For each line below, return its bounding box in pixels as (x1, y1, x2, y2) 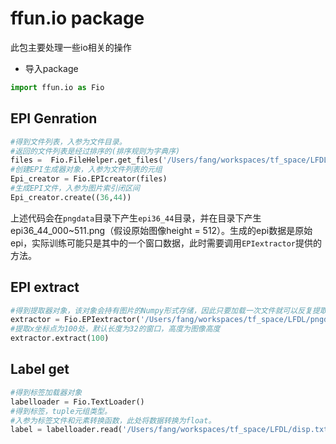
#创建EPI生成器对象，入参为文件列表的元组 (10, 165, 163, 175)
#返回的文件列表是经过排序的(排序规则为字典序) (10, 146, 181, 156)
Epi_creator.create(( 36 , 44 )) (10, 192, 132, 202)
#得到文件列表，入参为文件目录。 (10, 137, 127, 147)
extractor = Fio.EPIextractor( (10, 315, 141, 325)
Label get (10, 361, 70, 378)
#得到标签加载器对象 (10, 387, 83, 397)
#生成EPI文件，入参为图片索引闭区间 (10, 183, 140, 193)
